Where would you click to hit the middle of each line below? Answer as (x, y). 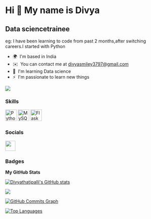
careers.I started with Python (35, 46)
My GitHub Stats (23, 172)
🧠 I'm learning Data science (42, 71)
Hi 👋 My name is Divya (52, 10)
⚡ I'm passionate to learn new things (51, 77)
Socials (14, 132)
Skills (12, 101)
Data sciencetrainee (37, 29)
